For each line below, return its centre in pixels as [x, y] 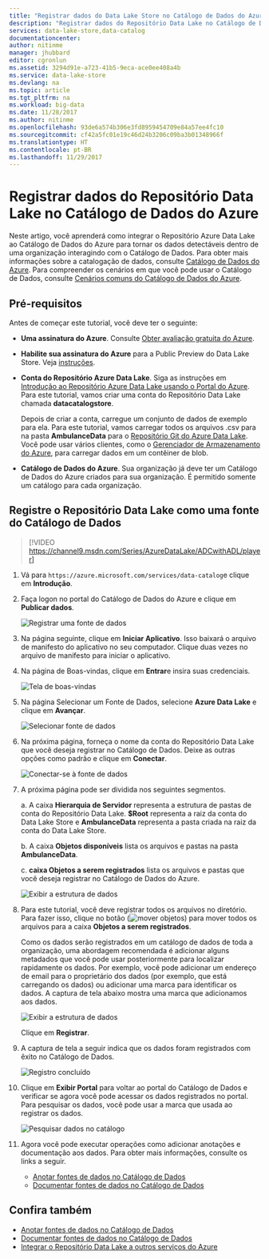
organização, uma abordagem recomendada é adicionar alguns [125, 950]
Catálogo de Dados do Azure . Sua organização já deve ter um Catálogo [139, 468]
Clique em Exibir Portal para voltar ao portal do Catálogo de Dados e [134, 1087]
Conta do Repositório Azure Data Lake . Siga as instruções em [123, 378]
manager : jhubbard [40, 53]
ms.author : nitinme [42, 120]
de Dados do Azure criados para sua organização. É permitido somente [138, 477]
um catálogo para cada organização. [81, 485]
